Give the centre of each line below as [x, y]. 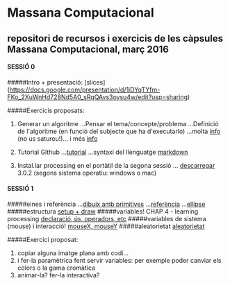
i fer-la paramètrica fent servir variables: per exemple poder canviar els [119, 260]
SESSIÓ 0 [21, 67]
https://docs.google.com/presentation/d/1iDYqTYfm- [85, 89]
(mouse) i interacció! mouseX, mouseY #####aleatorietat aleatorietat [106, 226]
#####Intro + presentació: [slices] [56, 82]
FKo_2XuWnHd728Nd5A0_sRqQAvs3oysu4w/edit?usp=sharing [97, 97]
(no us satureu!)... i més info [57, 138]
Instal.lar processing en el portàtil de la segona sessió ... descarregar [116, 165]
